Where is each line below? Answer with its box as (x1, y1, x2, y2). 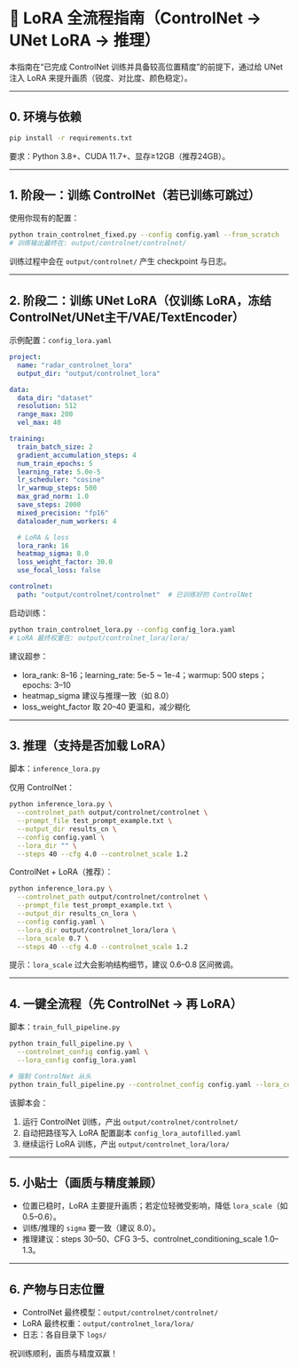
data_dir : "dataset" (17, 393, 93, 403)
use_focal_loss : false (17, 566, 101, 575)
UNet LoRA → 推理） (9, 30, 161, 51)
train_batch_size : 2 (17, 442, 93, 452)
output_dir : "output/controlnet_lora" (17, 369, 161, 378)
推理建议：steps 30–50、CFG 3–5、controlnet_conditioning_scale (21, 1234, 263, 1244)
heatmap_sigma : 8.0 (17, 549, 90, 558)
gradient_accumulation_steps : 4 (17, 451, 137, 460)
